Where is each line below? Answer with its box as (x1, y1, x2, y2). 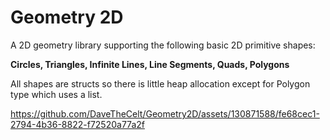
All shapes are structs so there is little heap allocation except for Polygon (10, 77, 311, 90)
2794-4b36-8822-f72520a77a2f (10, 118, 145, 130)
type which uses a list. (10, 88, 103, 100)
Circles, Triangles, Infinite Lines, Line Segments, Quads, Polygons (10, 58, 290, 70)
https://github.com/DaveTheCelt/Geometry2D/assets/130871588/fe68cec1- (10, 107, 320, 120)
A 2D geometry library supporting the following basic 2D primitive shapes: (10, 39, 316, 51)
